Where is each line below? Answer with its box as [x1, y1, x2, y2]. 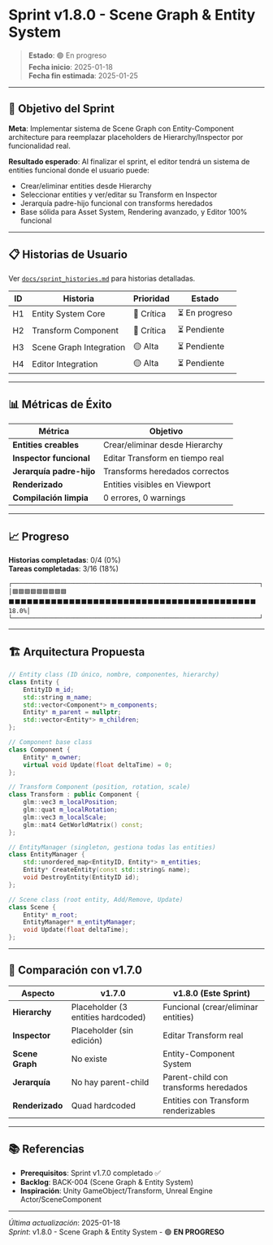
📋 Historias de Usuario [8, 248, 128, 262]
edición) [71, 1034, 103, 1046]
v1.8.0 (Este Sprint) [173, 987, 250, 999]
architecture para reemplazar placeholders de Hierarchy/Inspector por [8, 132, 244, 141]
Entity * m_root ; [23, 911, 79, 919]
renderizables [162, 1104, 215, 1116]
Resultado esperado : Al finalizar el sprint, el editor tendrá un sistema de [8, 156, 250, 166]
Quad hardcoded [71, 1099, 136, 1111]
